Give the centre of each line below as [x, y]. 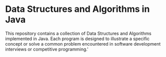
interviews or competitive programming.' [47, 49]
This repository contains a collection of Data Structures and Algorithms [78, 33]
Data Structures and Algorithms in [77, 9]
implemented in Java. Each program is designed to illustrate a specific [77, 39]
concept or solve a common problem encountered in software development [83, 44]
